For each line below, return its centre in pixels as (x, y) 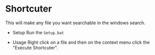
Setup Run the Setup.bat (38, 32)
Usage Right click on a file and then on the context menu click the (81, 42)
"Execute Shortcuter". (35, 47)
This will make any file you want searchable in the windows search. (75, 23)
